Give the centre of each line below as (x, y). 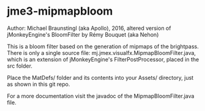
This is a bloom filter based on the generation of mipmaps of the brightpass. (103, 46)
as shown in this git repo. (39, 84)
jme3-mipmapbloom (60, 11)
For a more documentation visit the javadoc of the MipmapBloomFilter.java (101, 96)
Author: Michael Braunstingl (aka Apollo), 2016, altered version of (89, 28)
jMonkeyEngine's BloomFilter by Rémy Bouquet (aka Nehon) (83, 34)
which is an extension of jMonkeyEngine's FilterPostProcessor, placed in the (103, 59)
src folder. (20, 66)
